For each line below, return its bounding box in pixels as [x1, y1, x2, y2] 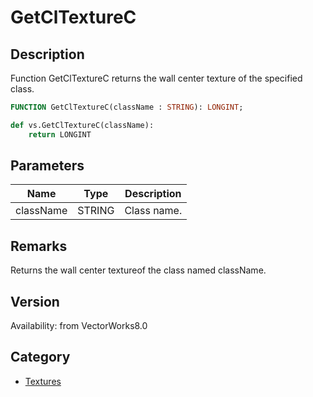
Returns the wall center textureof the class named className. [10, 264, 267, 276]
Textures [24, 375, 62, 387]
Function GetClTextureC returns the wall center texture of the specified [10, 72, 303, 84]
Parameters [10, 157, 85, 175]
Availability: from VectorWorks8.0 [10, 320, 148, 332]
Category [10, 349, 71, 366]
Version [10, 293, 60, 310]
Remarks [10, 237, 68, 255]
